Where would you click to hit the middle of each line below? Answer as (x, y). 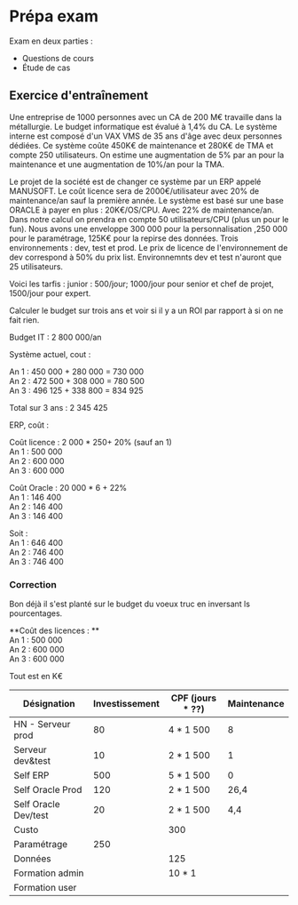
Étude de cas (46, 68)
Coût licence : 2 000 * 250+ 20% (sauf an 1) (91, 442)
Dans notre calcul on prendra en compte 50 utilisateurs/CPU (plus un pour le (149, 219)
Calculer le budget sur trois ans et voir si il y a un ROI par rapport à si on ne (146, 310)
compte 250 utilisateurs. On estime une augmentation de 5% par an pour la (147, 155)
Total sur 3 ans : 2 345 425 (59, 407)
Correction (33, 584)
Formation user (45, 888)
